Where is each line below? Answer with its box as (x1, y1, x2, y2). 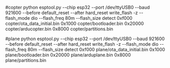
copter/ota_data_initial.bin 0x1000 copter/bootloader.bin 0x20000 (5, 20, 144, 26)
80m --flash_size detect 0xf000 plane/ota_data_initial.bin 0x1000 (27, 47, 165, 52)
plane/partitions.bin (5, 57, 47, 63)
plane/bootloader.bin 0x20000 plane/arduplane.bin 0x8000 (5, 52, 131, 58)
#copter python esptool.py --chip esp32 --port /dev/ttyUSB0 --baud (5, 5, 150, 10)
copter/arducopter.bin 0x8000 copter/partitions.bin (5, 26, 114, 32)
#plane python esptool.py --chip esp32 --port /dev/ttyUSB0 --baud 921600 (5, 36, 165, 42)
